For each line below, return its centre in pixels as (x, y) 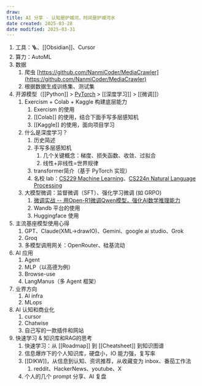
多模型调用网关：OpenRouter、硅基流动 (75, 245)
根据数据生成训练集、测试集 (60, 87)
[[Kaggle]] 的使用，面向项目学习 (74, 125)
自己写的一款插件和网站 (54, 330)
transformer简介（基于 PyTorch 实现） (82, 171)
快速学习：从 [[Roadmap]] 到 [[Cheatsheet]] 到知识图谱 (94, 346)
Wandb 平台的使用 (57, 208)
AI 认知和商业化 (35, 310)
